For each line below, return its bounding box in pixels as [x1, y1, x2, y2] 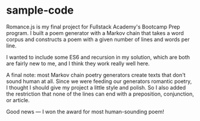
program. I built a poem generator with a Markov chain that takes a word [6, 29, 184, 36]
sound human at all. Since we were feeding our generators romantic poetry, [6, 78, 192, 85]
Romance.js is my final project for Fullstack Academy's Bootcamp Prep [6, 23, 180, 30]
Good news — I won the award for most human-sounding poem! [6, 108, 164, 115]
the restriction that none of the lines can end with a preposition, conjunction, [6, 90, 194, 97]
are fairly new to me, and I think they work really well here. [6, 60, 150, 67]
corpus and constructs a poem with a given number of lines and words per [6, 36, 190, 43]
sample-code [6, 4, 74, 17]
